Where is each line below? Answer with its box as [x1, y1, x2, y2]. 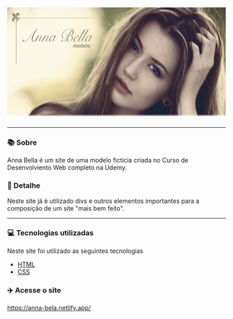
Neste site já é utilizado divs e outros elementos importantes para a [7, 197, 200, 205]
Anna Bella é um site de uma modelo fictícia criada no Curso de [7, 156, 189, 165]
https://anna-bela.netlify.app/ [7, 304, 92, 312]
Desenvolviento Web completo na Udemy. [7, 163, 127, 172]
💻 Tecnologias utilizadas [7, 228, 94, 238]
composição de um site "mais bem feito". [7, 204, 125, 212]
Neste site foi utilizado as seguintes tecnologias [7, 247, 144, 255]
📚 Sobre [7, 138, 37, 147]
